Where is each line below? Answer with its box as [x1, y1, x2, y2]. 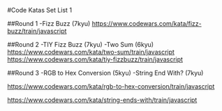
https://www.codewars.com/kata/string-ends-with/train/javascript [7, 96, 198, 104]
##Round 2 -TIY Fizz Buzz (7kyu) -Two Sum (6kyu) [7, 40, 154, 48]
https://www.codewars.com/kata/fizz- [91, 20, 202, 27]
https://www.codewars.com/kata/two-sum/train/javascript [7, 48, 175, 56]
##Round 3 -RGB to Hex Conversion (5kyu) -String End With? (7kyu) [7, 69, 204, 77]
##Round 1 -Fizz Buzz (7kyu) [7, 20, 91, 27]
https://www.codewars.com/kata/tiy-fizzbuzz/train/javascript [7, 55, 184, 64]
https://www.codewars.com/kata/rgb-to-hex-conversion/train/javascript [7, 82, 215, 90]
